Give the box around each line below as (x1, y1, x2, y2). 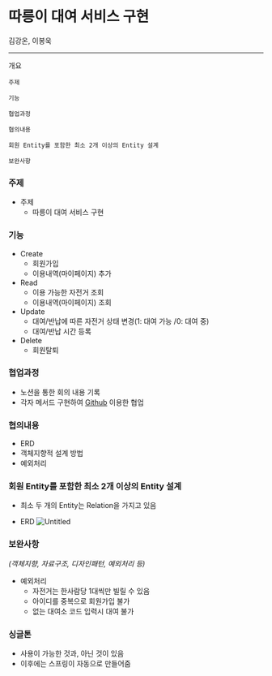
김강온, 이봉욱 (8, 36, 53, 45)
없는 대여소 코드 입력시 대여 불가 (32, 606, 134, 616)
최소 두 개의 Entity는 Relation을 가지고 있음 (19, 501, 157, 510)
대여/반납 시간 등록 (32, 326, 91, 336)
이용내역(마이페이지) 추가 (32, 269, 112, 278)
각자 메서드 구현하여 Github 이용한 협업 (19, 397, 144, 407)
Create (19, 248, 43, 258)
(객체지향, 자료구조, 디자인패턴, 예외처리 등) (8, 558, 146, 568)
